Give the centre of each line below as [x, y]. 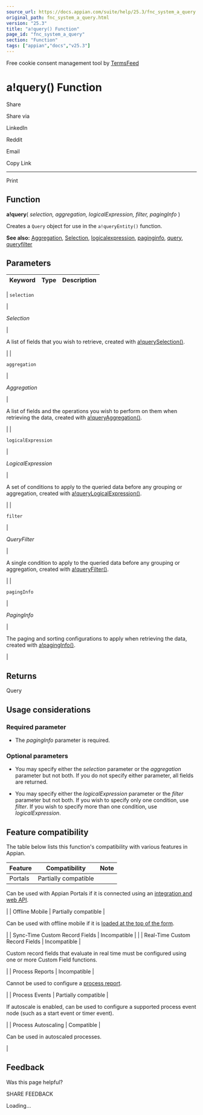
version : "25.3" [27, 23]
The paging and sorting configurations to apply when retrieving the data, [97, 639]
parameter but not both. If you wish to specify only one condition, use [102, 800]
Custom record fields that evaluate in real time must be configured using [96, 954]
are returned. [31, 782]
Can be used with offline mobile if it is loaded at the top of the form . [90, 923]
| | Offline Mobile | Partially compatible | [56, 912]
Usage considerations [49, 709]
